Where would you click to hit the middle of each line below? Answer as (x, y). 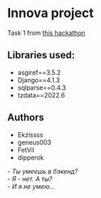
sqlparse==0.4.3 (42, 88)
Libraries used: (41, 55)
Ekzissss (30, 135)
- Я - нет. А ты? (30, 179)
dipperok (31, 157)
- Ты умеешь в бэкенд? (43, 171)
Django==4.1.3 (38, 80)
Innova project (50, 13)
